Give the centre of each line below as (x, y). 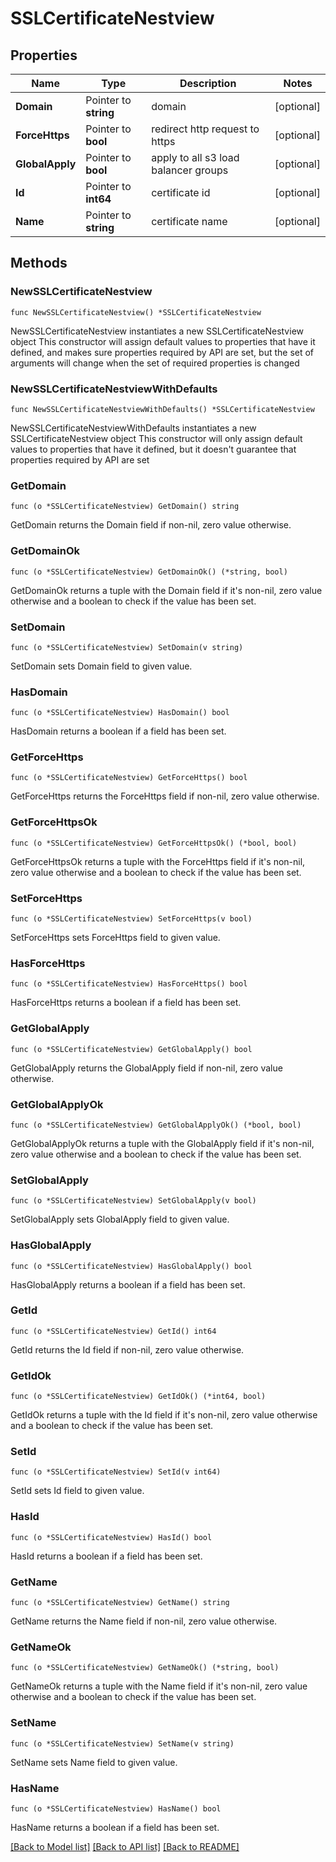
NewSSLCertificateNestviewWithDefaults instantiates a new (133, 428)
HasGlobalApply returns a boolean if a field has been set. (128, 1284)
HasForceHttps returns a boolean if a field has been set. (126, 1003)
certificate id (181, 192)
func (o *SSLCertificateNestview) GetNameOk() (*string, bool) (145, 1668)
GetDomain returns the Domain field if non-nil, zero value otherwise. (151, 525)
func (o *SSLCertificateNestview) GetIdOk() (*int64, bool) (138, 1397)
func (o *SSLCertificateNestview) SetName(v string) (122, 1743)
